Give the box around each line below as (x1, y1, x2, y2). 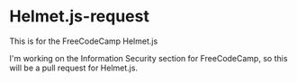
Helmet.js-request (9, 6, 150, 27)
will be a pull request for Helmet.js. (9, 62, 138, 73)
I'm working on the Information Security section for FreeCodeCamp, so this (9, 53, 288, 63)
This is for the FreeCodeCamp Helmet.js (9, 36, 158, 46)
